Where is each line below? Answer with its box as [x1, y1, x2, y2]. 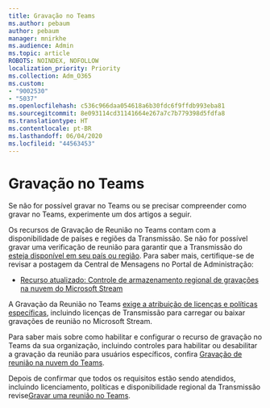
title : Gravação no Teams [8, 11, 95, 20]
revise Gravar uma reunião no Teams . [8, 391, 131, 401]
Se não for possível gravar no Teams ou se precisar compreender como [8, 201, 247, 211]
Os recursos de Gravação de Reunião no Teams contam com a [8, 225, 216, 235]
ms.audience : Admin [8, 42, 74, 50]
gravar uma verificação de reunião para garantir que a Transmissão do [8, 242, 243, 252]
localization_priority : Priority [8, 65, 121, 73]
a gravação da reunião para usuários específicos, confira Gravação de [8, 349, 243, 360]
